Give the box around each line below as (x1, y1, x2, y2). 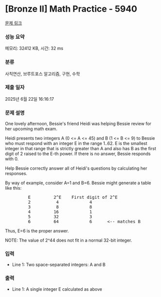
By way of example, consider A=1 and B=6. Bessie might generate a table (5, 180, 151, 186)
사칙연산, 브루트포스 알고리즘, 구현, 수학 (5, 70, 80, 76)
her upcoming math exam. (5, 126, 57, 132)
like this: (5, 185, 22, 191)
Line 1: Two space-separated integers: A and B (12, 262, 106, 268)
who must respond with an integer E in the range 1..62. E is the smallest (5, 140, 147, 146)
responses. (5, 171, 28, 176)
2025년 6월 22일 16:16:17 (5, 96, 54, 102)
